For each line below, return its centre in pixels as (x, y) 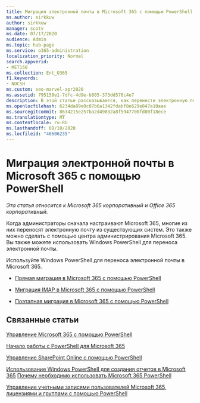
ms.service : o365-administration (48, 51)
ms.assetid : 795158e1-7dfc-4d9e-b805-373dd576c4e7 (70, 95)
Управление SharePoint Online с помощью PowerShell (74, 357)
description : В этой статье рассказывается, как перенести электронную (97, 100)
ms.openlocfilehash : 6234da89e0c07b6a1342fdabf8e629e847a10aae (86, 106)
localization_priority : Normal (45, 56)
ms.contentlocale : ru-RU (37, 123)
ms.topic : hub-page (30, 45)
